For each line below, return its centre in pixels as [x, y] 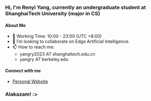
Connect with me [23, 70]
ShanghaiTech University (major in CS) [53, 13]
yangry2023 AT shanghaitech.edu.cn [57, 54]
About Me [16, 25]
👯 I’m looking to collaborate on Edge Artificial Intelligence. [71, 41]
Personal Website [30, 82]
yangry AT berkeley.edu [44, 59]
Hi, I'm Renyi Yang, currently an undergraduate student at [75, 7]
